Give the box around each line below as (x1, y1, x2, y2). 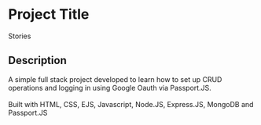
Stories (8, 31, 31, 41)
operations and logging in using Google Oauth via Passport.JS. (8, 83, 212, 92)
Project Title (8, 5, 90, 23)
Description (8, 54, 67, 67)
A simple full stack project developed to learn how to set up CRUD (8, 74, 222, 84)
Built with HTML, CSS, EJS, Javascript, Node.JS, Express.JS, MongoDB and (8, 99, 254, 109)
